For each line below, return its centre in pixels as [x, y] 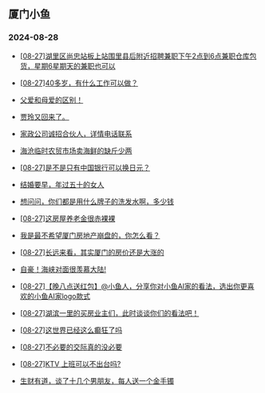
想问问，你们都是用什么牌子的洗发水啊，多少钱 [97, 201]
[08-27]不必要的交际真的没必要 [71, 347]
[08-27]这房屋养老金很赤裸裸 [67, 218]
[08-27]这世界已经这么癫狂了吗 [71, 330]
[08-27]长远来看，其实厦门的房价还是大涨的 [92, 252]
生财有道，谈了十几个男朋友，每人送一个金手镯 [97, 380]
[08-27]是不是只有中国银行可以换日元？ [85, 167]
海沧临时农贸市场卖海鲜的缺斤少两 [76, 151]
